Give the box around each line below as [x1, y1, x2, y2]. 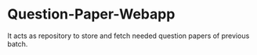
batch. [7, 39, 28, 48]
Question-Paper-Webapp [7, 5, 176, 23]
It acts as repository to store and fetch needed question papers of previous [7, 31, 250, 40]
